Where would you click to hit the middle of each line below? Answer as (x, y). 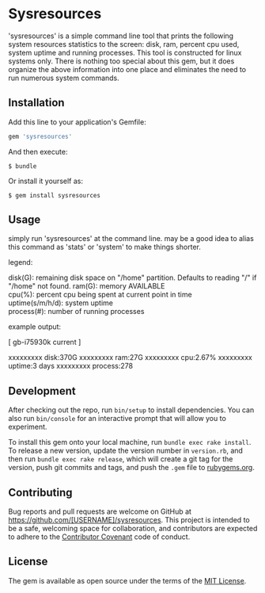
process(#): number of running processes (76, 312)
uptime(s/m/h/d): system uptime (61, 303)
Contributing (40, 492)
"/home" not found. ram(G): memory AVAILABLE (87, 286)
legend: (21, 262)
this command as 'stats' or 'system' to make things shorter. (105, 247)
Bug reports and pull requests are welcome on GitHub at (100, 511)
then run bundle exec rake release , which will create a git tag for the (121, 459)
